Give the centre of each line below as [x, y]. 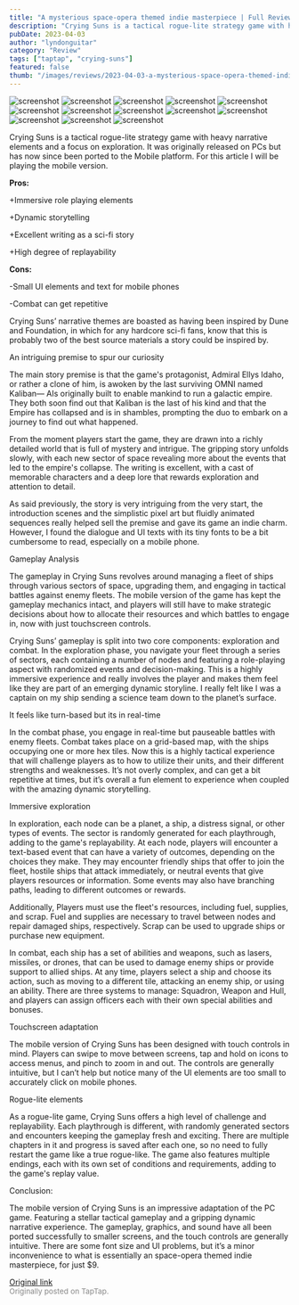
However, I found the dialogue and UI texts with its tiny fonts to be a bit [139, 532]
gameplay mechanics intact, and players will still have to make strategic [140, 604]
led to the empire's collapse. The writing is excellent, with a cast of [132, 467]
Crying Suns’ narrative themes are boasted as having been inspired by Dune [149, 321]
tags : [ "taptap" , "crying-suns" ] [71, 59]
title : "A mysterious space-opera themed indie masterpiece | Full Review [151, 17]
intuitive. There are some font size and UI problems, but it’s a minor [132, 1245]
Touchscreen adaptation [54, 1027]
